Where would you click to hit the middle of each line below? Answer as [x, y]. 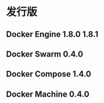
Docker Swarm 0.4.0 [45, 54]
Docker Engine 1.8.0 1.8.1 [52, 34]
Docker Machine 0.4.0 [48, 94]
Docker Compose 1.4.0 [49, 74]
